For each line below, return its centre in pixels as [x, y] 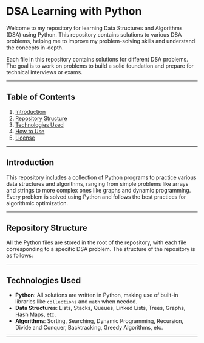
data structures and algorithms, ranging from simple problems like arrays [97, 183]
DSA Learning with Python [74, 11]
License [25, 138]
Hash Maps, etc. [36, 314]
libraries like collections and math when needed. [76, 302]
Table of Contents [41, 97]
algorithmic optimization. [37, 203]
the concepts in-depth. [35, 48]
